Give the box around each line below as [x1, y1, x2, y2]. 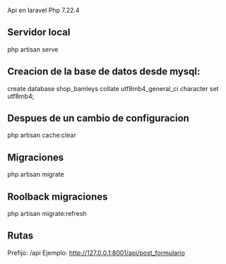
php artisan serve [7, 45, 59, 54]
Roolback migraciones [7, 191, 108, 203]
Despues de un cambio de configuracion [7, 112, 189, 124]
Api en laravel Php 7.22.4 [7, 6, 80, 14]
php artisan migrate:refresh [7, 210, 87, 218]
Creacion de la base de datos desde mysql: [7, 66, 201, 78]
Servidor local [7, 26, 71, 38]
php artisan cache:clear [7, 131, 76, 140]
